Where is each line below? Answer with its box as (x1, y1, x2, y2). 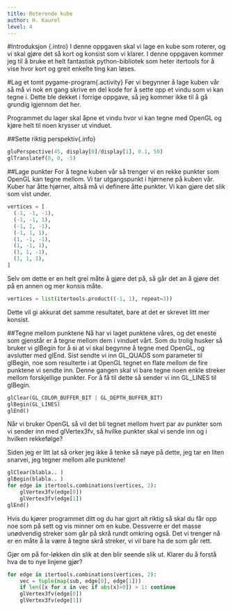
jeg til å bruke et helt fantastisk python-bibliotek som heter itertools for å (7, 57, 215, 66)
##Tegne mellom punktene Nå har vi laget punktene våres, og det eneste (7, 329, 217, 337)
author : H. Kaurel (7, 17, 61, 24)
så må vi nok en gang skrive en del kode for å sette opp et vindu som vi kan (7, 85, 224, 94)
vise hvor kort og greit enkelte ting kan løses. (7, 64, 136, 73)
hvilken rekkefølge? (7, 434, 63, 443)
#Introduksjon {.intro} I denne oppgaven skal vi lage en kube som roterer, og (7, 43, 226, 51)
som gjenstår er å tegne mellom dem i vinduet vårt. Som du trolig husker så (7, 336, 223, 344)
